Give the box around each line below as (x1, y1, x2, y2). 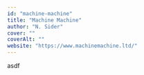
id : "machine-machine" (7, 10, 73, 17)
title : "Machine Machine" (7, 17, 82, 24)
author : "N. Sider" (7, 23, 64, 30)
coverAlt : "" (7, 36, 45, 43)
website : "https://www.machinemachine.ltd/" (7, 42, 138, 49)
